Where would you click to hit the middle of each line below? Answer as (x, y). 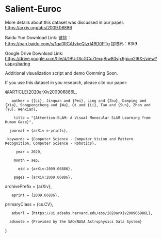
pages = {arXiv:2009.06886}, (43, 177)
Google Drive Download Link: (34, 53)
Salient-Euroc (33, 9)
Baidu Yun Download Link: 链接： (38, 37)
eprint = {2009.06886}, (35, 195)
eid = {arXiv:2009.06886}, (45, 169)
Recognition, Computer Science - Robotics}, (51, 143)
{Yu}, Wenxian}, (21, 109)
